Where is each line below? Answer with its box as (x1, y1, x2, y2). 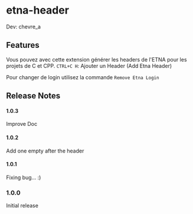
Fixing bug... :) (6, 174, 41, 181)
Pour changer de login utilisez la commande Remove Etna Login (6, 73, 159, 80)
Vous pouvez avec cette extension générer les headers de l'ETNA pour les (6, 56, 187, 63)
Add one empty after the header (6, 147, 84, 154)
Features (6, 40, 40, 50)
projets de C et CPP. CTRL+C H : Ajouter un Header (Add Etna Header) (6, 62, 172, 69)
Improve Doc (6, 121, 37, 128)
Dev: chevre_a (6, 23, 41, 30)
